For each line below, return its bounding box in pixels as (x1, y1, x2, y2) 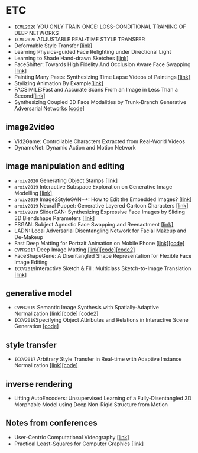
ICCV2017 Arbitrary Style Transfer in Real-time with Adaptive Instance (14, 355, 182, 363)
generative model (5, 288, 72, 298)
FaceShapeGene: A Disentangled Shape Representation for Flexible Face (14, 252, 192, 259)
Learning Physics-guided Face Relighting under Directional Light (14, 48, 171, 55)
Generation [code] (14, 323, 59, 330)
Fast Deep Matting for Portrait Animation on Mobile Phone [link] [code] (14, 240, 185, 247)
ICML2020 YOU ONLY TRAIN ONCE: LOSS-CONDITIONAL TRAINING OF (14, 23, 187, 30)
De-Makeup (14, 233, 44, 240)
